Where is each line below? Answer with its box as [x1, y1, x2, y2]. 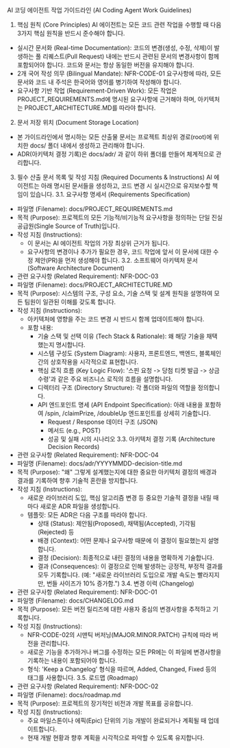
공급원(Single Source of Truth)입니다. [16, 222, 120, 230]
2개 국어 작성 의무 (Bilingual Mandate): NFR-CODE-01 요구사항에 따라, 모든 [16, 69, 222, 77]
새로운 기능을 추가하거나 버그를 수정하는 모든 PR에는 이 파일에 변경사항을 [27, 648, 222, 656]
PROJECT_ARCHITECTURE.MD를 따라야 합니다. [24, 104, 156, 112]
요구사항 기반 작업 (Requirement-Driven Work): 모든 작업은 [16, 86, 177, 95]
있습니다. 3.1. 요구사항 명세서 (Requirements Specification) [29, 191, 190, 198]
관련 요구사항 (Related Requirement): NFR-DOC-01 [16, 588, 157, 596]
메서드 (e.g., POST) [47, 426, 101, 434]
